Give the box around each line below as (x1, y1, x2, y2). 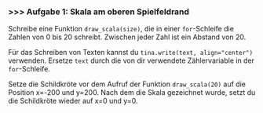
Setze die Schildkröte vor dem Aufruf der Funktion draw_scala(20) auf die (8, 79, 246, 89)
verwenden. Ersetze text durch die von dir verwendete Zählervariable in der (8, 56, 255, 65)
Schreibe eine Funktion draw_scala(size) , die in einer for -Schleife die (8, 24, 234, 34)
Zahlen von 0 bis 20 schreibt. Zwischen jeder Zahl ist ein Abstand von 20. (8, 32, 247, 42)
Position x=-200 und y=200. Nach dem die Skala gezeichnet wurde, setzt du (8, 88, 256, 97)
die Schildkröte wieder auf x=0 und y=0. (8, 97, 138, 106)
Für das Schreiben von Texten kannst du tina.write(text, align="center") (8, 48, 254, 57)
